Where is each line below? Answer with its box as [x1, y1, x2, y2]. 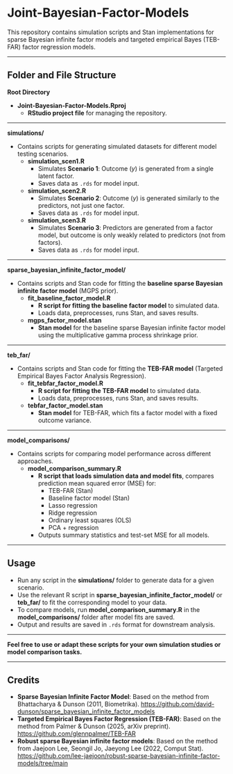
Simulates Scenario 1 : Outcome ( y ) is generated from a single [37, 164, 214, 172]
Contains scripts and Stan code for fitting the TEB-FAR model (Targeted [17, 364, 223, 373]
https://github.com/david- [141, 700, 215, 709]
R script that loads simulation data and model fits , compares [37, 471, 214, 480]
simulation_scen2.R [27, 186, 87, 195]
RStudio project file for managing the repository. [27, 108, 168, 117]
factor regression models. [21, 42, 96, 51]
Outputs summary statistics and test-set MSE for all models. [37, 531, 210, 539]
